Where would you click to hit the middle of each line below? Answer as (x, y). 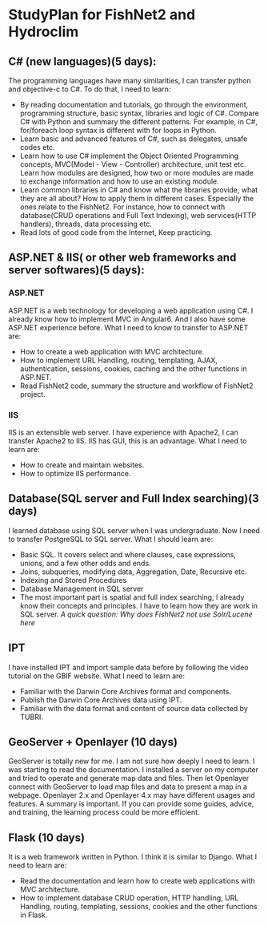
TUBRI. (32, 717)
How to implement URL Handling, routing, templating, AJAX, (119, 360)
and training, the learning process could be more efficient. (104, 812)
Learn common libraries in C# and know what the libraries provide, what (139, 190)
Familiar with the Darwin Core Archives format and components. (126, 691)
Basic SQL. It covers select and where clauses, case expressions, (128, 554)
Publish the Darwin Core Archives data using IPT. (101, 700)
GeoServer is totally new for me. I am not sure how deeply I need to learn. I (132, 761)
